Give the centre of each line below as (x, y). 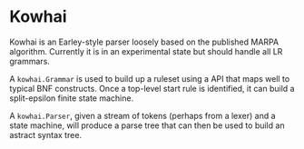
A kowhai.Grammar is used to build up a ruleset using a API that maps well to (150, 78)
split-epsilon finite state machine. (72, 98)
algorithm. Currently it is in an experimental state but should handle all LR (146, 51)
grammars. (29, 61)
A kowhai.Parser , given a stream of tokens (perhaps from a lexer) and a (142, 115)
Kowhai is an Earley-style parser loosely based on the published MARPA (144, 42)
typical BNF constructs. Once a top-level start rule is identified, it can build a (152, 88)
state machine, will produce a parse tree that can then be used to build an (147, 125)
